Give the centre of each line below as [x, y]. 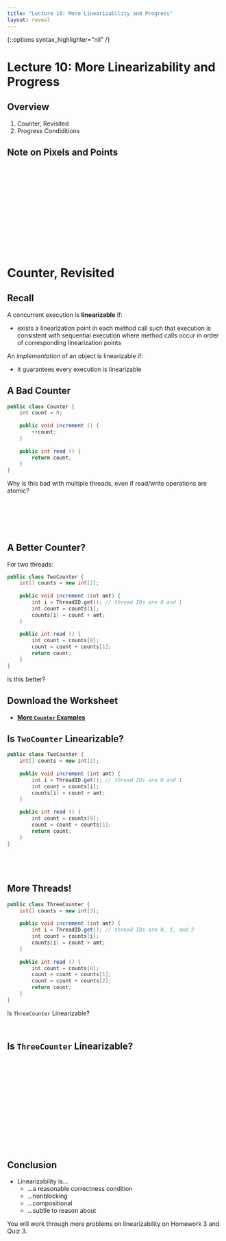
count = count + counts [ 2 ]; [72, 981]
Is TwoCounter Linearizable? [66, 738]
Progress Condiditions [48, 130]
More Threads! [39, 889]
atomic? [18, 491]
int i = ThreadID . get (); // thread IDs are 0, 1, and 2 [113, 930]
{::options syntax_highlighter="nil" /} [59, 39]
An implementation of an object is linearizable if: [75, 356]
